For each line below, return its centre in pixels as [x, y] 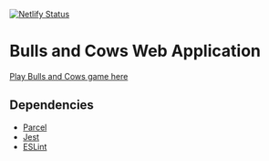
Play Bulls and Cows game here [69, 76]
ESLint [35, 146]
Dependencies [52, 105]
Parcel [35, 127]
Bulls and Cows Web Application [135, 51]
